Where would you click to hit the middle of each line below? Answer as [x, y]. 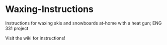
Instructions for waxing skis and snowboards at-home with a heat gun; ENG [83, 23]
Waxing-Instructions [50, 9]
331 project [17, 28]
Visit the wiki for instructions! [35, 38]
